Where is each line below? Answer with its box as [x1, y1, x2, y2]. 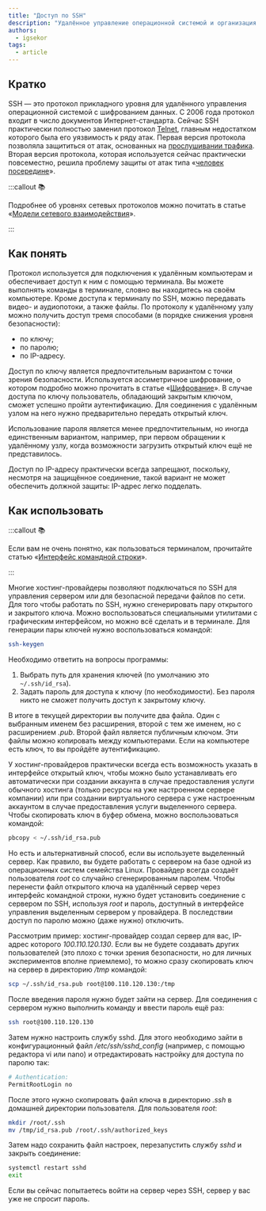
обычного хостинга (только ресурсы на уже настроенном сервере [8, 785, 235, 795]
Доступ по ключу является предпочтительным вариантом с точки [8, 366, 234, 376]
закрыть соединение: [8, 1148, 82, 1158]
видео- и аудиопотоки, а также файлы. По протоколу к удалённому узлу [8, 302, 253, 311]
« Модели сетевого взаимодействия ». [8, 208, 136, 218]
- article [15, 48, 47, 56]
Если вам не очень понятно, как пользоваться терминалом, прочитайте [8, 544, 253, 553]
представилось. [8, 449, 63, 458]
